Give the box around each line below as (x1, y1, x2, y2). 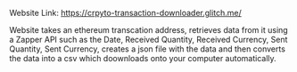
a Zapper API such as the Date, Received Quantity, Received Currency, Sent (9, 35, 288, 44)
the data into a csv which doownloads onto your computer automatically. (9, 53, 276, 63)
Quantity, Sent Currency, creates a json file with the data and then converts (9, 44, 285, 54)
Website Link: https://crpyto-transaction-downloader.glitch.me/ (9, 8, 243, 18)
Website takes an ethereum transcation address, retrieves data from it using (9, 25, 288, 35)
